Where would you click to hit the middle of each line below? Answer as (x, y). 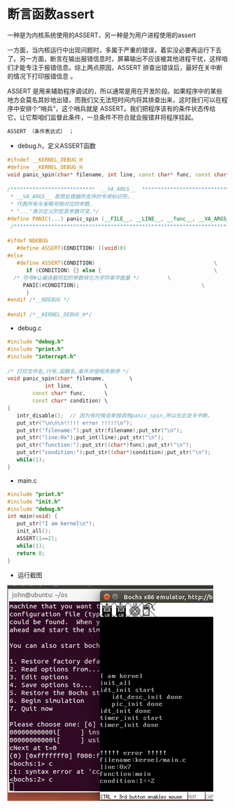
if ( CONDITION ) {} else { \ (121, 270)
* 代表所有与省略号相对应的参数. (51, 204)
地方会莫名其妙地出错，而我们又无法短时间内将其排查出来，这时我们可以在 (114, 99)
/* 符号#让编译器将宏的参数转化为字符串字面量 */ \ (92, 278)
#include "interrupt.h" (42, 356)
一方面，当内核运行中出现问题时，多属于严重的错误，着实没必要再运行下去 (114, 50)
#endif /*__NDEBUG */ (39, 300)
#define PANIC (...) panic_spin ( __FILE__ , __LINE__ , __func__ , (101, 219)
